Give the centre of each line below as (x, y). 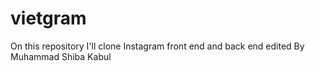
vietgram (48, 18)
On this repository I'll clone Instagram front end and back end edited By (157, 46)
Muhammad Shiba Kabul (61, 56)
